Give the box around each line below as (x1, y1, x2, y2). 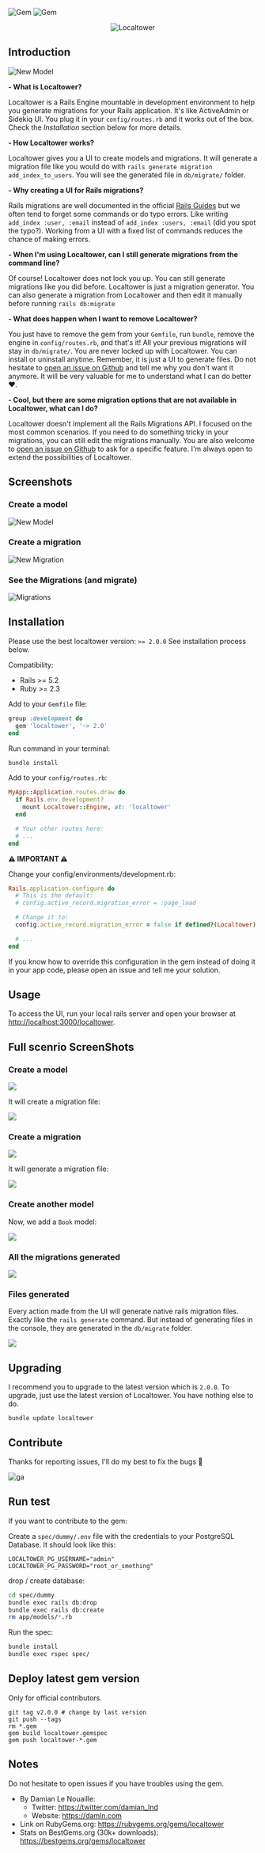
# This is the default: (15, 892, 93, 900)
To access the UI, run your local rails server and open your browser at (8, 1009, 236, 1018)
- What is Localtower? (8, 81, 82, 91)
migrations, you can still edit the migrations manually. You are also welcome (8, 435, 255, 445)
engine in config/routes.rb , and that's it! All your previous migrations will (8, 337, 247, 347)
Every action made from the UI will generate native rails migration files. (8, 1306, 239, 1317)
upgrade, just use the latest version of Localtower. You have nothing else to (8, 1391, 254, 1400)
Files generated (8, 1288, 70, 1299)
